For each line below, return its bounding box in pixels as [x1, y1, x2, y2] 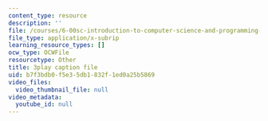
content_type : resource [8, 11, 88, 20]
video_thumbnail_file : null [15, 85, 109, 94]
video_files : [8, 78, 52, 86]
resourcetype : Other [8, 57, 77, 64]
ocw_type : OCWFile [8, 49, 69, 57]
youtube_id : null [15, 100, 73, 108]
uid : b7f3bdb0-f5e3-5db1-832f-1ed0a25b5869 [8, 71, 156, 79]
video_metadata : [8, 93, 62, 101]
